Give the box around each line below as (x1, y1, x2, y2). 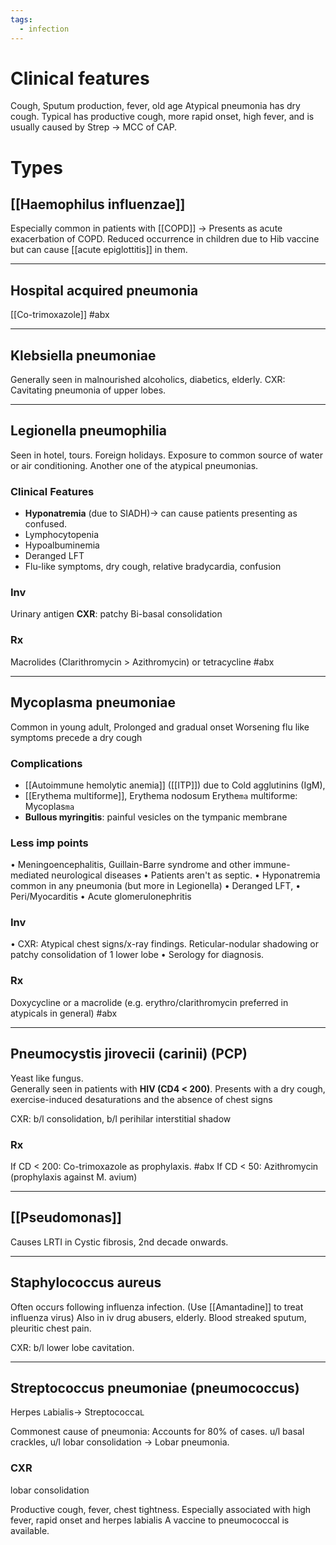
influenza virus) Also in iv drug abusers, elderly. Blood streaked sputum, (10, 1311, 307, 1323)
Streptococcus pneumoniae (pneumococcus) (10, 1379, 300, 1396)
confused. (24, 518, 68, 530)
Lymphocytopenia (24, 529, 100, 541)
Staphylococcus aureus (10, 1274, 162, 1291)
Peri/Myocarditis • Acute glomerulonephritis (10, 891, 192, 903)
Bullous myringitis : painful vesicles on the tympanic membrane (24, 811, 288, 823)
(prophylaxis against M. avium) (10, 1171, 138, 1183)
